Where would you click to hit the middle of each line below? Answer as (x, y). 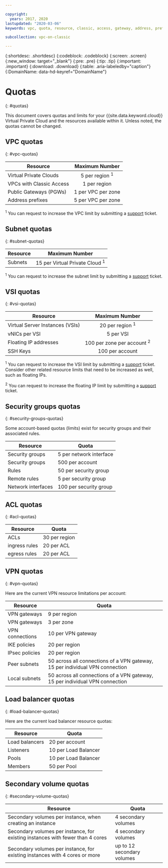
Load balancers (26, 742)
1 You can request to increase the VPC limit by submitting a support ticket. (81, 213)
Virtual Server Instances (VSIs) (44, 325)
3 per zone (60, 622)
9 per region (62, 614)
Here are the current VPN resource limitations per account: (66, 593)
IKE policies (21, 644)
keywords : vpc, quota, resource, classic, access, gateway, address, (79, 28)
